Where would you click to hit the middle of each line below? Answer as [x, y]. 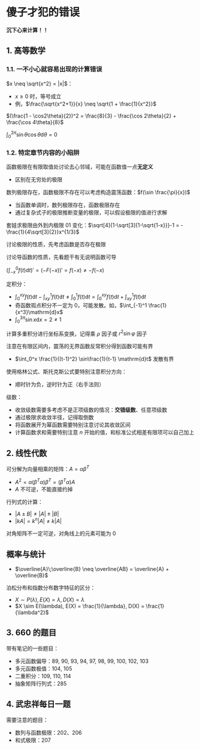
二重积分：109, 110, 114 [43, 676]
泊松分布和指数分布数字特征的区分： [51, 587]
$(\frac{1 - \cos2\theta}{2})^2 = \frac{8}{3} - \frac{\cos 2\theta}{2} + [91, 116]
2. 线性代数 [27, 453]
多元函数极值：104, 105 [43, 668]
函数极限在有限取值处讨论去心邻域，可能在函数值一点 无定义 [80, 167]
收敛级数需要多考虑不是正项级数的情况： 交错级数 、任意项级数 [91, 410]
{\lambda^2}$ [32, 612]
